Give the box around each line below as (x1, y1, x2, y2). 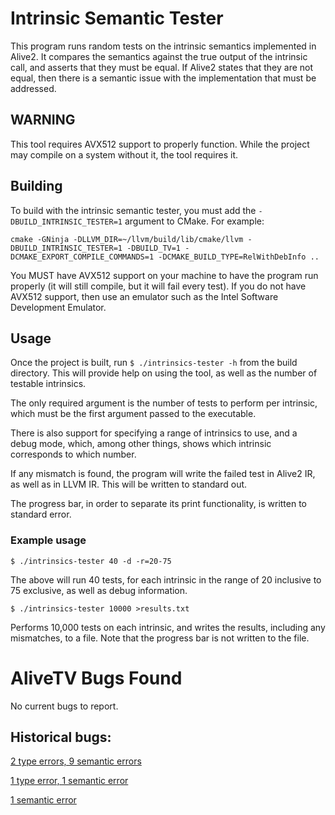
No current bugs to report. (10, 700, 119, 712)
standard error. (10, 508, 72, 521)
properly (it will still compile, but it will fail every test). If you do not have (10, 280, 307, 292)
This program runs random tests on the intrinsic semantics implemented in (10, 40, 317, 52)
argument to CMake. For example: (124, 215, 265, 227)
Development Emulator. (10, 301, 107, 313)
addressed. (10, 82, 57, 94)
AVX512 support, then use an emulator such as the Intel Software (10, 290, 279, 302)
